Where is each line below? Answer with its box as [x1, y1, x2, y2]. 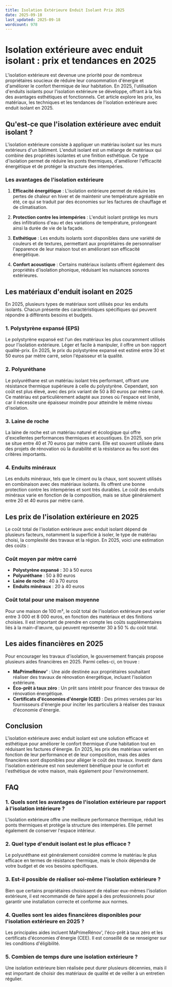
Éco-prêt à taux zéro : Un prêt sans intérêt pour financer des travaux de [12, 685, 165, 691]
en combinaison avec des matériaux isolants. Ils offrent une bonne [5, 481, 145, 487]
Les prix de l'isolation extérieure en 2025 [5, 513, 139, 521]
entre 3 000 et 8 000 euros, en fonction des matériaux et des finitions [5, 613, 153, 620]
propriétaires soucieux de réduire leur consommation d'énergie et [5, 78, 144, 84]
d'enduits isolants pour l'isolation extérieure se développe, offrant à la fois [5, 89, 162, 95]
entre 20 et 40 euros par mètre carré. [5, 498, 84, 504]
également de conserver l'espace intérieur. [5, 827, 96, 834]
